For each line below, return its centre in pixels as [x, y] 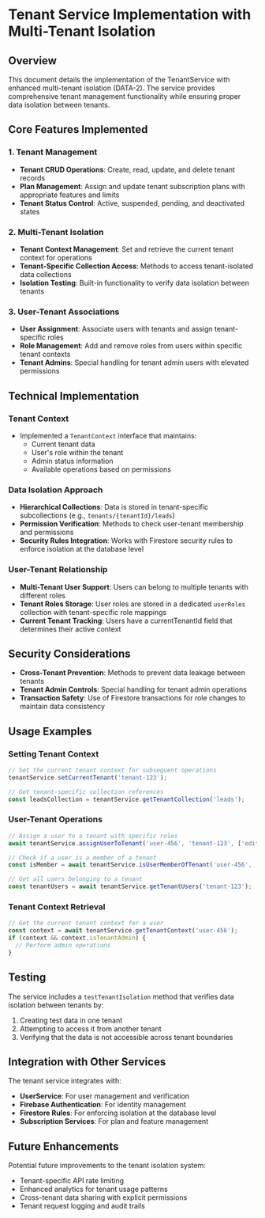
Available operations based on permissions [101, 469]
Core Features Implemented [78, 129]
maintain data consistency [62, 707]
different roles [42, 595]
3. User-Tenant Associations [64, 312]
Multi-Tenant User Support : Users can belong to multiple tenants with [134, 586]
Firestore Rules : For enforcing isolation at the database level [118, 1113]
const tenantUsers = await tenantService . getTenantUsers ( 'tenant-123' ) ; [130, 887]
